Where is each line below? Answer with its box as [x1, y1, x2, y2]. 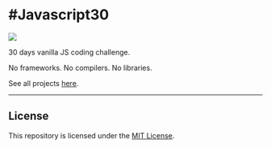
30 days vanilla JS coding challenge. [8, 47, 131, 57]
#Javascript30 [8, 6, 110, 24]
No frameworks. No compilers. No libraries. [8, 63, 152, 72]
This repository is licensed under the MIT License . [8, 130, 175, 140]
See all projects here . [8, 78, 79, 88]
